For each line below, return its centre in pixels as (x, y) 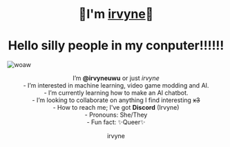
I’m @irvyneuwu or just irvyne (116, 78)
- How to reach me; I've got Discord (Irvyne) (116, 108)
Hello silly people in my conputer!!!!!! (116, 46)
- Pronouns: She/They (116, 115)
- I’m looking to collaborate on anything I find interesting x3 (116, 100)
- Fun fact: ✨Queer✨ (116, 122)
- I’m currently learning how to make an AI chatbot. (116, 93)
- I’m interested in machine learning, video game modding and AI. (116, 86)
